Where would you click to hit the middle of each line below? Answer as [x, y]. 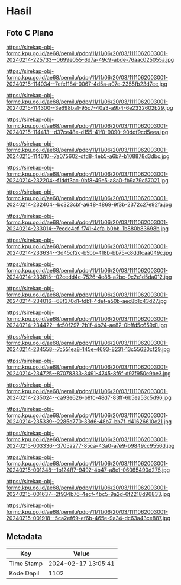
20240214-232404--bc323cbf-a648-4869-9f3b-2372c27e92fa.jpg [89, 204]
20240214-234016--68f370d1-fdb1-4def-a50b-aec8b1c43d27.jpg [87, 301]
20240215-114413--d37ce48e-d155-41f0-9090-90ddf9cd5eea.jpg [87, 132]
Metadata [24, 537]
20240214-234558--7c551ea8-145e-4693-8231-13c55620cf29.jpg [88, 349]
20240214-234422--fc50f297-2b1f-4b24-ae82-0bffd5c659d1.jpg [87, 325]
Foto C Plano [30, 33]
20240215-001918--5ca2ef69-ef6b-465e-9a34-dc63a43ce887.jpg [88, 518]
